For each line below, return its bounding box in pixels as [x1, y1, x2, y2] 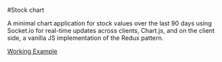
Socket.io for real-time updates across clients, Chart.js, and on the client [7, 27, 215, 34]
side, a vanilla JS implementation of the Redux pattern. [7, 34, 164, 42]
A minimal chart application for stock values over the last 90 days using [7, 19, 212, 27]
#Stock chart [7, 6, 45, 14]
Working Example [7, 48, 58, 55]
